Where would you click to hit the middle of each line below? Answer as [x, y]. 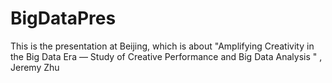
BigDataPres [63, 18]
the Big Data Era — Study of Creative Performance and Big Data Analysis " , [166, 56]
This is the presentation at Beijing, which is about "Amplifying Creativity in [162, 46]
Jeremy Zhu [35, 67]
